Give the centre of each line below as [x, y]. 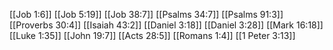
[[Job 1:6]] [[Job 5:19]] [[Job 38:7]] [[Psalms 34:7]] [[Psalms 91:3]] [146, 14]
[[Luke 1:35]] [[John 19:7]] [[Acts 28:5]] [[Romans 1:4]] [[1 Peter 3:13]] [152, 35]
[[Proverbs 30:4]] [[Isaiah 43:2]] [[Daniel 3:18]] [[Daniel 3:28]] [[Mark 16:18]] [166, 25]
